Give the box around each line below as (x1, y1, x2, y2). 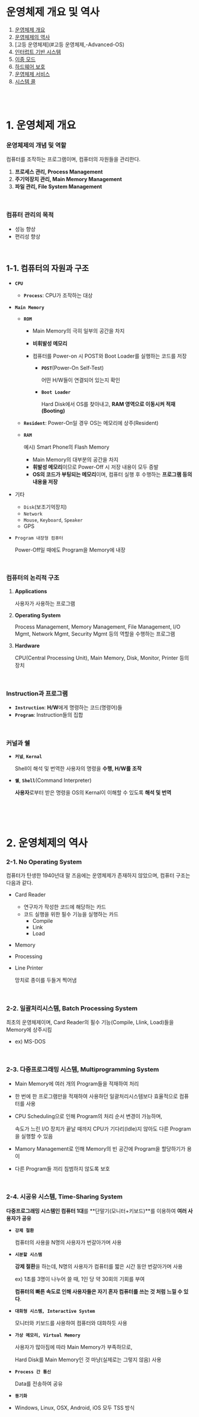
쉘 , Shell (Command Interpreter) (14, 777, 92, 784)
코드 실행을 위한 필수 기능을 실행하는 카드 (23, 910, 119, 917)
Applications (14, 587, 47, 595)
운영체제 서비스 (14, 70, 50, 78)
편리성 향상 (14, 233, 41, 240)
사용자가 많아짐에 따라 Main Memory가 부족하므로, (14, 1343, 133, 1350)
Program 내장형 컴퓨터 (14, 535, 63, 541)
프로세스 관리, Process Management (14, 168, 103, 175)
